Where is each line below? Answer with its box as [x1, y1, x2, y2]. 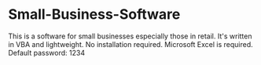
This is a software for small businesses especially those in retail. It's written [8, 31, 252, 41]
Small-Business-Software [8, 5, 181, 23]
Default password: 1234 [8, 48, 85, 57]
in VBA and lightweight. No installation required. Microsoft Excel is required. [8, 39, 253, 49]
